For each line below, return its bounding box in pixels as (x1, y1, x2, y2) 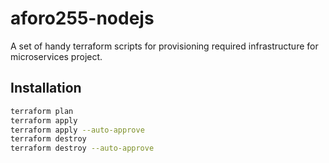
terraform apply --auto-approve (10, 125, 145, 135)
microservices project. (10, 50, 103, 62)
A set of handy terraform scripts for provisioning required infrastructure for (10, 40, 319, 52)
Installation (10, 80, 82, 97)
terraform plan (10, 106, 74, 116)
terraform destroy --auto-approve (10, 143, 155, 154)
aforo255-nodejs (10, 7, 155, 30)
